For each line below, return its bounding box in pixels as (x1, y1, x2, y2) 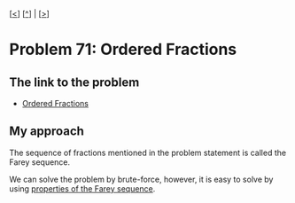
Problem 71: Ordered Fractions (9, 40, 237, 59)
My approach (9, 124, 84, 139)
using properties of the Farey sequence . (9, 183, 156, 194)
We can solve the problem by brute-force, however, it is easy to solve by (9, 174, 274, 184)
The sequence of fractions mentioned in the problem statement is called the (9, 147, 286, 158)
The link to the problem (9, 74, 140, 90)
